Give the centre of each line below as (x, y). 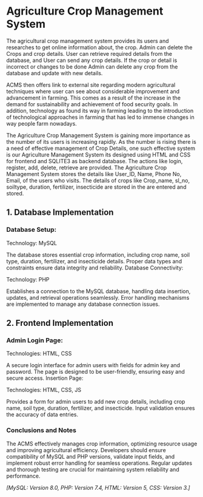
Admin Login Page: (35, 340)
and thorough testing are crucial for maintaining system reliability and (93, 469)
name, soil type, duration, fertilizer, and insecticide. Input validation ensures (101, 408)
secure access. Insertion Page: (45, 378)
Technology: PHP (28, 279)
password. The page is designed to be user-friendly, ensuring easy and (95, 372)
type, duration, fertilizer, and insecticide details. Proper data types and (94, 261)
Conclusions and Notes (42, 430)
